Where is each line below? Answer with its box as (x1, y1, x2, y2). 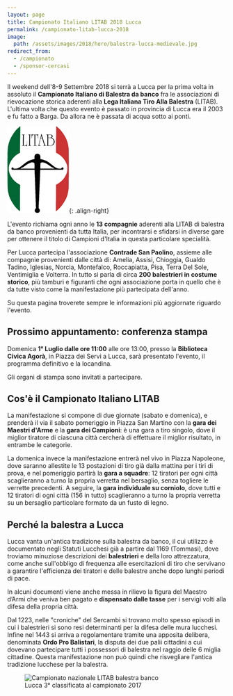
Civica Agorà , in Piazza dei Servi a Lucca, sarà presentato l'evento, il (7, 352, 205, 360)
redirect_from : (7, 48, 51, 55)
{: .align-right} (69, 206, 110, 215)
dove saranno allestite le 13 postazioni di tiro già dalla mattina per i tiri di (7, 462, 214, 470)
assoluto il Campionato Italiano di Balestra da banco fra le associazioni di (7, 90, 220, 98)
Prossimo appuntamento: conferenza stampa (7, 326, 208, 338)
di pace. (7, 574, 31, 583)
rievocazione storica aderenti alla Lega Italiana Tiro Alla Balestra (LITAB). (7, 97, 218, 106)
